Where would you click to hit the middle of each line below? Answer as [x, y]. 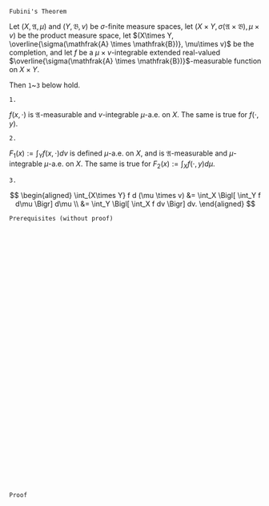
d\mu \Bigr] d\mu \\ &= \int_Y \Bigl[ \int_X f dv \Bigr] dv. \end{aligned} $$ [135, 204]
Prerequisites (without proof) [61, 218]
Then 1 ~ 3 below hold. [45, 85]
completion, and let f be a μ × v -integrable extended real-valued [115, 53]
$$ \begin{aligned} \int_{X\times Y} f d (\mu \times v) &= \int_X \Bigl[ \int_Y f [135, 195]
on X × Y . [24, 69]
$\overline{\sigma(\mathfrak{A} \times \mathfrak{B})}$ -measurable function [135, 61]
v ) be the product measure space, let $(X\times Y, [92, 35]
